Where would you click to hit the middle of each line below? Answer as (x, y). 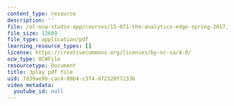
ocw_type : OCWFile (34, 59)
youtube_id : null (39, 91)
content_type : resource (42, 14)
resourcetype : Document (42, 66)
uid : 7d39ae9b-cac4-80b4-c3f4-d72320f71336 (71, 78)
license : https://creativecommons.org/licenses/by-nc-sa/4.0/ (99, 53)
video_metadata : (31, 85)
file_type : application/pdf (48, 40)
